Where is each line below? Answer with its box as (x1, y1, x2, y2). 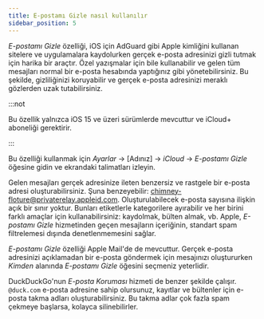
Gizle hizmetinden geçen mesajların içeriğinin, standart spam (37, 220, 238, 230)
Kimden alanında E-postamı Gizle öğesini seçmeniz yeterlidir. (8, 261, 210, 270)
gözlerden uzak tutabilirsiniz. (8, 83, 104, 93)
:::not (8, 99, 26, 108)
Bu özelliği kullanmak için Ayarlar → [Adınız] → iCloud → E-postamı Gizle (8, 153, 247, 163)
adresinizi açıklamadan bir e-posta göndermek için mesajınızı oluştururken (8, 252, 253, 262)
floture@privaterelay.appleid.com (8, 195, 118, 204)
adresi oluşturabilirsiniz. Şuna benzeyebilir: (8, 186, 149, 195)
